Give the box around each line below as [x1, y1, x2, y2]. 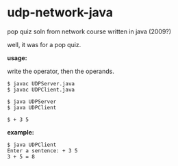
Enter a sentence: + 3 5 [7, 147, 78, 154]
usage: [7, 53, 27, 62]
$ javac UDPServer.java [7, 80, 75, 87]
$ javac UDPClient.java [7, 86, 75, 93]
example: [7, 128, 34, 136]
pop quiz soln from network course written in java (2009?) [7, 27, 172, 36]
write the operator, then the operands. [7, 67, 114, 75]
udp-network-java [7, 5, 114, 20]
